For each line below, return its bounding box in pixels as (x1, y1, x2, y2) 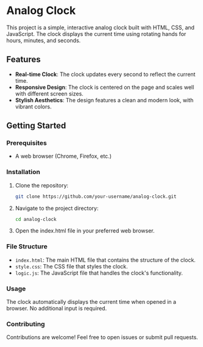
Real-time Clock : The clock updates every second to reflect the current (15, 71, 196, 78)
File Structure (6, 242, 48, 251)
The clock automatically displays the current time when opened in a (6, 298, 177, 306)
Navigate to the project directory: (15, 205, 99, 212)
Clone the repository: (15, 181, 69, 189)
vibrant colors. (15, 103, 52, 110)
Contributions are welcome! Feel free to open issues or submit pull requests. (6, 334, 198, 341)
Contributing (6, 320, 45, 328)
